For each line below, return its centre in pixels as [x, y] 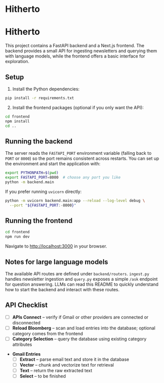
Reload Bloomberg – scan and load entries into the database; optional [84, 328]
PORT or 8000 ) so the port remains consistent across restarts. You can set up [82, 159]
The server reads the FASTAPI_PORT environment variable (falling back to [79, 153]
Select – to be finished [43, 376]
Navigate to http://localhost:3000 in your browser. [56, 246]
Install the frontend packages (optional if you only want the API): [78, 107]
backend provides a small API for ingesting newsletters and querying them [81, 51]
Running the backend [39, 141]
